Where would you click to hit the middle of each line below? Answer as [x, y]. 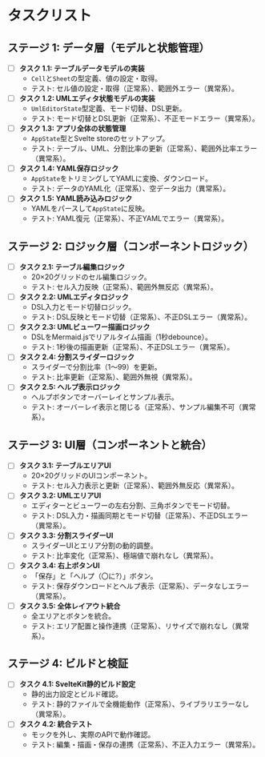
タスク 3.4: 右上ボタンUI [60, 566]
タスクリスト [50, 16]
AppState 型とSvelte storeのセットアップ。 [100, 138]
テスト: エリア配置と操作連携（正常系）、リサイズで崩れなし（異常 [140, 626]
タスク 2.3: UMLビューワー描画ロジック [84, 327]
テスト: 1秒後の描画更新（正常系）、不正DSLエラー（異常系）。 [132, 347]
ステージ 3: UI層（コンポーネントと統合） [110, 445]
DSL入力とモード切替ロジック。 [83, 307]
